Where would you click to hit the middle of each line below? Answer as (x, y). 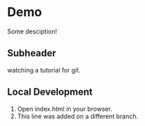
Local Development (50, 92)
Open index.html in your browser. (65, 109)
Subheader (32, 53)
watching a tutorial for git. (44, 70)
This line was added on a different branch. (78, 116)
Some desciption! (32, 31)
